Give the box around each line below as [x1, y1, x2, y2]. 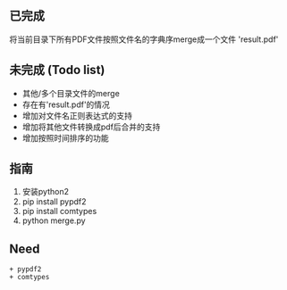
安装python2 [21, 186, 70, 197]
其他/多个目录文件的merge [21, 87, 121, 98]
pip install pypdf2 [21, 196, 87, 207]
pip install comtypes [21, 206, 97, 217]
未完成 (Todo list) [9, 62, 106, 78]
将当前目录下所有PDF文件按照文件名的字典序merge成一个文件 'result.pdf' [9, 34, 279, 45]
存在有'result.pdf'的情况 [21, 99, 110, 110]
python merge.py [21, 215, 87, 226]
